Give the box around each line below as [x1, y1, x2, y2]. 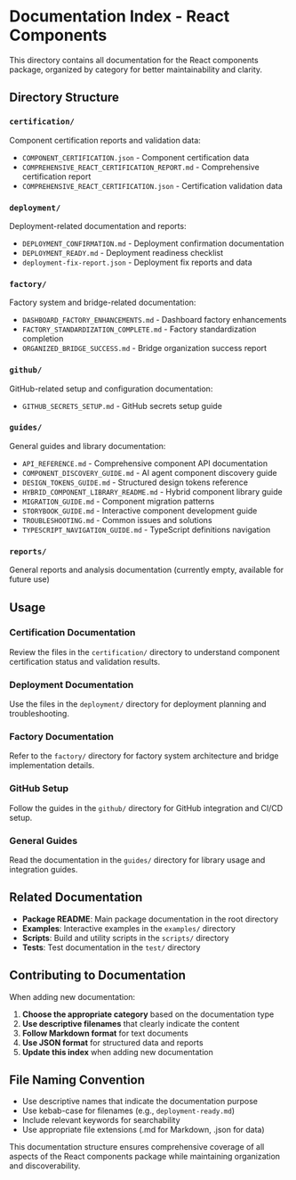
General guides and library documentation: [9, 440, 166, 451]
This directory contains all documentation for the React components [9, 54, 260, 65]
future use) [9, 574, 51, 585]
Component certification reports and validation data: [9, 135, 202, 145]
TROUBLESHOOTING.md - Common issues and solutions [21, 514, 212, 525]
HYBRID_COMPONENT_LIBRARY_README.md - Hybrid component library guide [21, 486, 283, 496]
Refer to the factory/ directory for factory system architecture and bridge [9, 750, 279, 761]
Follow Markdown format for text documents [21, 1028, 188, 1038]
